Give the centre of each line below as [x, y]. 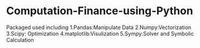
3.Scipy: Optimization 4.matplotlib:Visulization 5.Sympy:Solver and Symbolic [100, 33]
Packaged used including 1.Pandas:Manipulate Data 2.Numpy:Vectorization [99, 27]
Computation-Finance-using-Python [100, 11]
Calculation [20, 40]
